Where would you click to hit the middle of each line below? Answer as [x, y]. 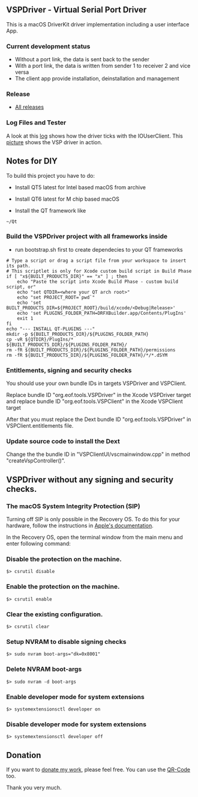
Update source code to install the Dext [63, 441]
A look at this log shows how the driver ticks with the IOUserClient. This [94, 136]
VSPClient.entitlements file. [40, 426]
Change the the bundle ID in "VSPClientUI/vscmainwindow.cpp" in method [98, 454]
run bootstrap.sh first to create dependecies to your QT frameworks [99, 249]
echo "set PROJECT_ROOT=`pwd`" [56, 297]
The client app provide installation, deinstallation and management [97, 79]
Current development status [48, 46]
